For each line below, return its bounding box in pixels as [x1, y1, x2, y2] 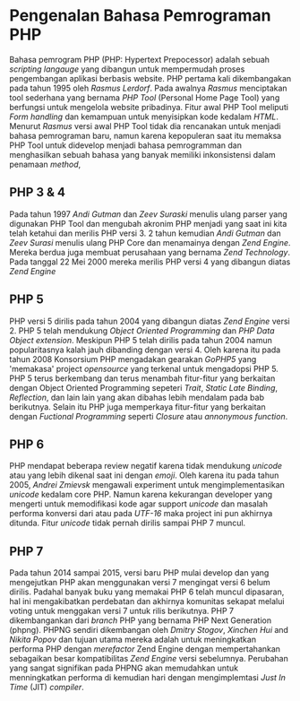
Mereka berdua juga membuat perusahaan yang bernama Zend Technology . [9, 247, 291, 257]
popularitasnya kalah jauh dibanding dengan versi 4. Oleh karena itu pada [9, 344, 281, 355]
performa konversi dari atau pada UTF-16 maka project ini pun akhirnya [9, 508, 273, 519]
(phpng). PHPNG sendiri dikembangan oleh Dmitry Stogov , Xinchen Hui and [9, 625, 289, 636]
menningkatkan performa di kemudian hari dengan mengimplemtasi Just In [9, 672, 287, 683]
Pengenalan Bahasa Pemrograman [9, 5, 271, 26]
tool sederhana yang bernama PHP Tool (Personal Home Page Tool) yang [9, 91, 280, 103]
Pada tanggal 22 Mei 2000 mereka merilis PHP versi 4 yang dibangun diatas [9, 256, 291, 267]
